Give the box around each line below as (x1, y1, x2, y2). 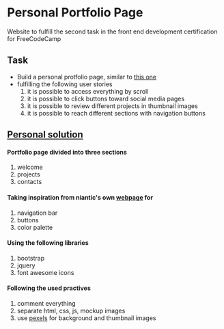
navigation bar (16, 209, 58, 217)
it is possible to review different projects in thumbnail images (27, 101, 198, 110)
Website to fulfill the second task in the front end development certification (7, 27, 218, 36)
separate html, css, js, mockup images (16, 306, 126, 315)
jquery (16, 261, 36, 269)
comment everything (16, 299, 76, 307)
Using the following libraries (7, 239, 89, 247)
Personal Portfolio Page (7, 5, 143, 21)
